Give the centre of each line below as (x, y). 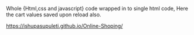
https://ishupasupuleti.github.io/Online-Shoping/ (64, 26)
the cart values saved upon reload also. (54, 15)
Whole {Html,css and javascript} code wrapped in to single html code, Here (97, 8)
